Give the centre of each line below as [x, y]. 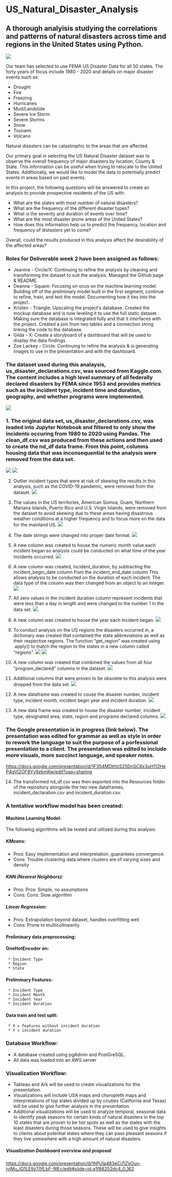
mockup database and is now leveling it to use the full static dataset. [85, 313]
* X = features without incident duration [54, 1026]
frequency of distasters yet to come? [52, 230]
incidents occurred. [34, 557]
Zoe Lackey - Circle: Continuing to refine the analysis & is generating [86, 346]
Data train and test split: [32, 1015]
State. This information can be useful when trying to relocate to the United [84, 167]
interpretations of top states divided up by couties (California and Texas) [90, 1101]
